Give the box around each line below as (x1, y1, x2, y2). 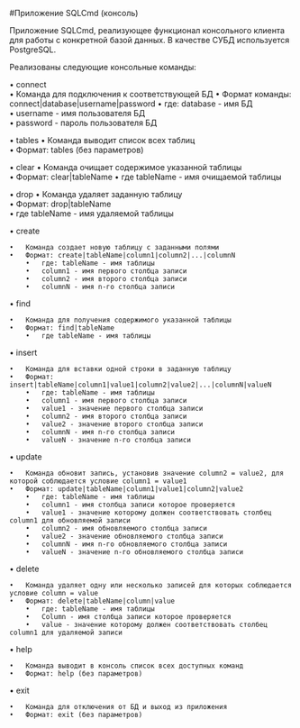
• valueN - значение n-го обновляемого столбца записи (25, 548, 244, 557)
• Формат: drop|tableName (9, 198, 112, 209)
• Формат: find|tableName (9, 323, 115, 332)
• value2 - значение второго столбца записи (25, 420, 204, 429)
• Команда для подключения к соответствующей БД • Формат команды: (9, 89, 292, 99)
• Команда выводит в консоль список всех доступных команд (9, 661, 244, 670)
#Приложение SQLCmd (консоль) (9, 8, 139, 18)
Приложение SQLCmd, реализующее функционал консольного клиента (9, 25, 286, 35)
